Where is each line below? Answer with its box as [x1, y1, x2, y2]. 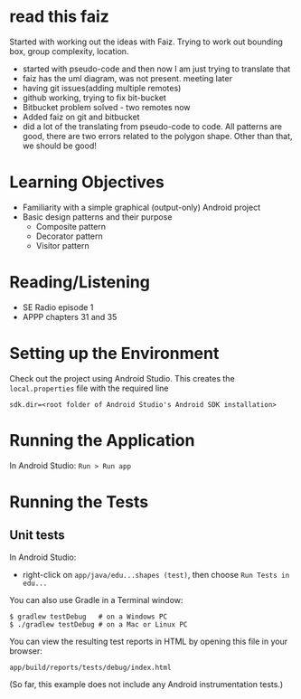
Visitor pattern [35, 240, 89, 250]
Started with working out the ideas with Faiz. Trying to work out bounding [9, 36, 283, 47]
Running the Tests [9, 491, 149, 512]
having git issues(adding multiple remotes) [22, 82, 182, 93]
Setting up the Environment [9, 344, 220, 364]
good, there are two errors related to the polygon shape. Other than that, [22, 130, 293, 141]
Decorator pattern [35, 231, 103, 241]
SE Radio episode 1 [22, 301, 94, 313]
